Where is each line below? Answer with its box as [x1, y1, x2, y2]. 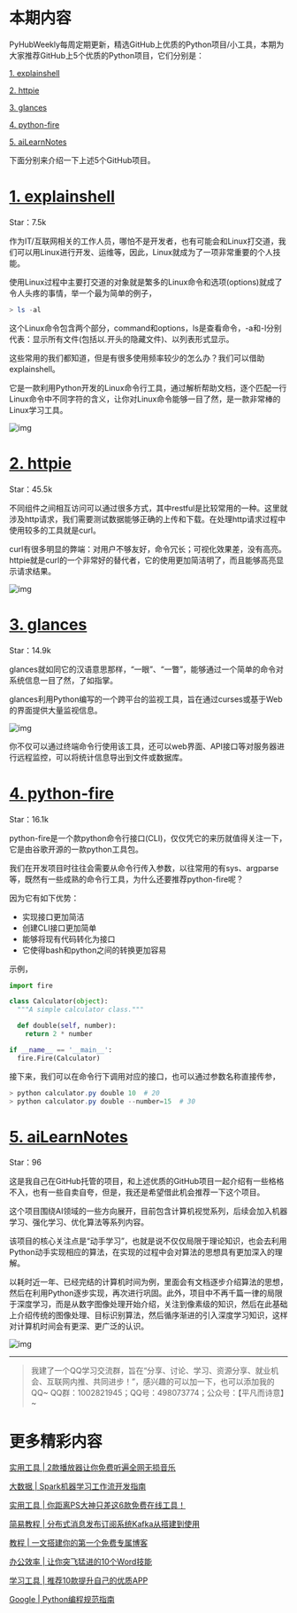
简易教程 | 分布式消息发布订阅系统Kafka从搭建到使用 [9, 1519, 201, 1530]
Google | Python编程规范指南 [9, 1594, 115, 1605]
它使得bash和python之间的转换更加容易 [21, 945, 166, 955]
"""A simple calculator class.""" [17, 1005, 144, 1015]
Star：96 [9, 1157, 42, 1168]
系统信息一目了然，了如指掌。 [9, 674, 118, 685]
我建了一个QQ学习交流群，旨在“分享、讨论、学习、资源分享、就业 [30, 1366, 271, 1376]
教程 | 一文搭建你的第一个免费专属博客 [9, 1538, 148, 1548]
